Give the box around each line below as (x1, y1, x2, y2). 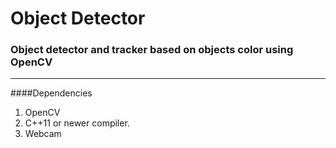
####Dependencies (10, 87, 93, 99)
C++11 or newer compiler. (24, 117, 130, 129)
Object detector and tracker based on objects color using (10, 43, 294, 57)
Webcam (24, 128, 62, 140)
